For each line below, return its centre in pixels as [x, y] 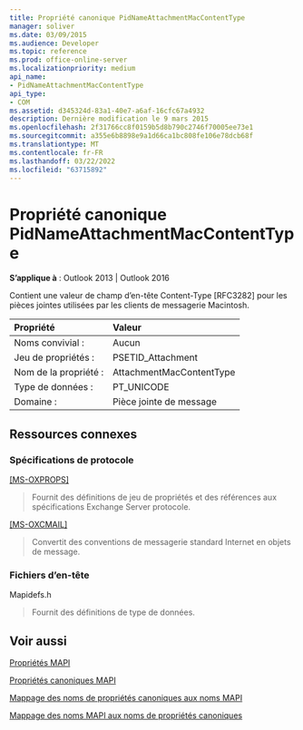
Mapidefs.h [30, 595]
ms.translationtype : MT [54, 144]
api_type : [28, 93]
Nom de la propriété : [59, 373]
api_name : [28, 77]
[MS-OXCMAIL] [39, 524]
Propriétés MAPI [40, 663]
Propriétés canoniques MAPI [63, 680]
